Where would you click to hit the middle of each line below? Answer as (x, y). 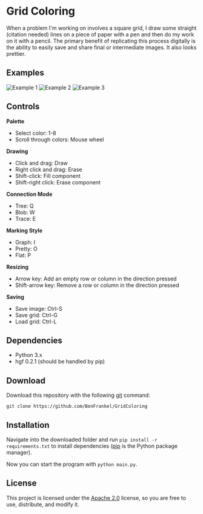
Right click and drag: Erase (48, 169)
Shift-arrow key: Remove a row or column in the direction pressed (97, 285)
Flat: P (23, 255)
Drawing (17, 151)
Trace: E (25, 218)
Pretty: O (26, 249)
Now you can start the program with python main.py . (72, 464)
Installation (28, 425)
